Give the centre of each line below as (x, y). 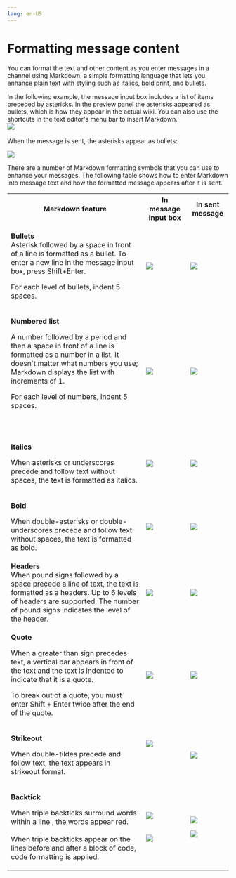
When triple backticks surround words (74, 813)
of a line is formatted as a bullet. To (68, 254)
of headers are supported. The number (75, 601)
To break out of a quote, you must (66, 695)
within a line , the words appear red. (70, 821)
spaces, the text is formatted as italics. (74, 480)
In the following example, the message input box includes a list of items (111, 96)
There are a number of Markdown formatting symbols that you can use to (113, 168)
